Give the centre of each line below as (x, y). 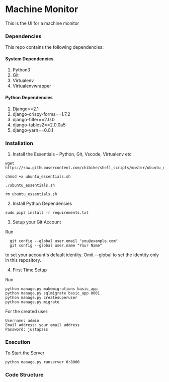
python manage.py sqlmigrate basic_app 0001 (53, 293)
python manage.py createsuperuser (41, 297)
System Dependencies (29, 58)
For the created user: (27, 311)
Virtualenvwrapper (32, 86)
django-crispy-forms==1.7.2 (41, 114)
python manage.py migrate (32, 302)
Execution (18, 342)
